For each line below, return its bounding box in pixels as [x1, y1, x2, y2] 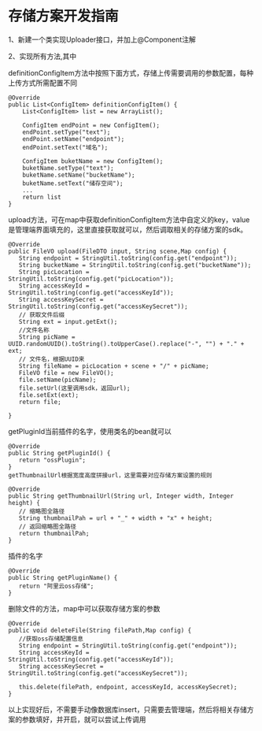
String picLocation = [18, 268, 90, 276]
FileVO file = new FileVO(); [18, 369, 114, 377]
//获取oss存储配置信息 [18, 635, 84, 643]
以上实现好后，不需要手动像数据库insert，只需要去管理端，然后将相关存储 [8, 704, 248, 714]
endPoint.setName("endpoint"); [22, 135, 125, 143]
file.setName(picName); [18, 376, 97, 384]
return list [22, 193, 61, 201]
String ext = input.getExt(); [18, 317, 118, 325]
